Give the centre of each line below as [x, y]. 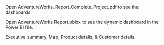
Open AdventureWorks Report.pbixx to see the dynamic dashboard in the [82, 22]
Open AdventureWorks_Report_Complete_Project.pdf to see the [72, 7]
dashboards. [19, 12]
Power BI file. [19, 27]
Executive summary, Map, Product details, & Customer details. [71, 37]
